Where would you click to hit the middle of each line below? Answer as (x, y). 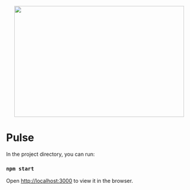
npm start (20, 168)
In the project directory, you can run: (50, 154)
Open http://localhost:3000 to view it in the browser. (70, 181)
